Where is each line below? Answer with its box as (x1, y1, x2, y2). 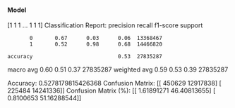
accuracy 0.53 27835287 (7, 53, 162, 60)
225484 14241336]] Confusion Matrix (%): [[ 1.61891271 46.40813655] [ (7, 86, 216, 95)
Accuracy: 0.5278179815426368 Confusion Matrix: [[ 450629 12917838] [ (7, 79, 222, 88)
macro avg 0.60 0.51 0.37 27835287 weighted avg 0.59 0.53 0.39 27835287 (7, 65, 229, 74)
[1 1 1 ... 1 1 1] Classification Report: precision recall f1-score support (7, 21, 203, 29)
